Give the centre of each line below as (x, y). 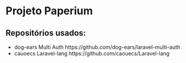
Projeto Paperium (49, 11)
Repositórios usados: (46, 33)
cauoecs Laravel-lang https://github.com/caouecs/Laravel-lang (92, 53)
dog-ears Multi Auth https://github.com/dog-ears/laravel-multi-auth (97, 47)
